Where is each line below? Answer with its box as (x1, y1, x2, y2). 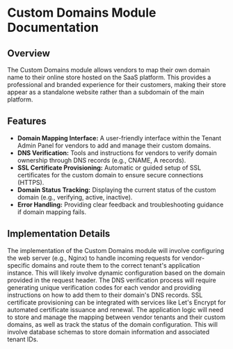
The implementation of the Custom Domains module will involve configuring (7, 246, 225, 254)
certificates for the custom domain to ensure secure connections (17, 170, 204, 179)
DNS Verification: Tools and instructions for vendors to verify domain (17, 148, 217, 157)
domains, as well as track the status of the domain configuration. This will (7, 320, 218, 328)
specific (7, 261, 31, 269)
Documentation (7, 19, 99, 35)
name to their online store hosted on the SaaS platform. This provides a (7, 73, 211, 81)
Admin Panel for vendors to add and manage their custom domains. (17, 141, 211, 149)
